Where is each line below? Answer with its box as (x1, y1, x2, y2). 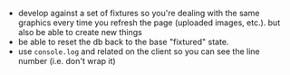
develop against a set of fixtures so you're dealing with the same (17, 8, 260, 18)
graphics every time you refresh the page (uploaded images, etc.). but (17, 17, 281, 28)
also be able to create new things (17, 27, 142, 37)
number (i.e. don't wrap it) (17, 56, 116, 66)
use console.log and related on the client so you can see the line (17, 46, 260, 57)
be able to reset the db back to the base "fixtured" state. (17, 36, 229, 47)
